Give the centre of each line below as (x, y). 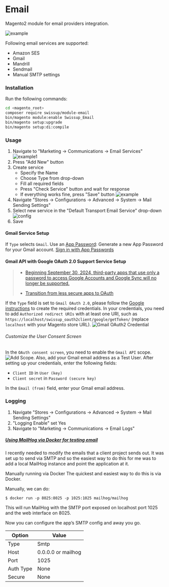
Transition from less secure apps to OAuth (69, 293)
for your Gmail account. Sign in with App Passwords (60, 250)
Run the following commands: (36, 99)
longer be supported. (47, 284)
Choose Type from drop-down (52, 178)
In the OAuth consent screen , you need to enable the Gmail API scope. (78, 352)
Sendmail (22, 69)
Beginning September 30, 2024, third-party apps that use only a (92, 272)
